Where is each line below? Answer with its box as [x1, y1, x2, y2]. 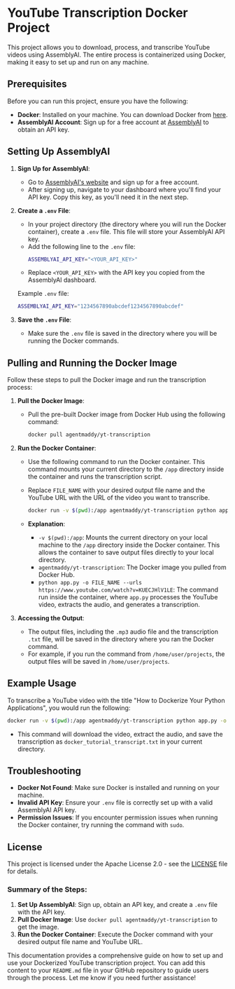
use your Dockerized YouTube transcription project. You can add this [7, 959, 206, 967]
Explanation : [27, 519, 66, 528]
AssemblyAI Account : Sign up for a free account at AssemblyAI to [17, 118, 209, 126]
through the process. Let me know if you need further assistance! [7, 974, 197, 982]
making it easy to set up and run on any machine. [7, 57, 149, 66]
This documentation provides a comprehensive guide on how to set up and [7, 951, 224, 960]
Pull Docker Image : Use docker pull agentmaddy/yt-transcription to [17, 915, 218, 924]
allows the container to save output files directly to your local [38, 548, 215, 557]
